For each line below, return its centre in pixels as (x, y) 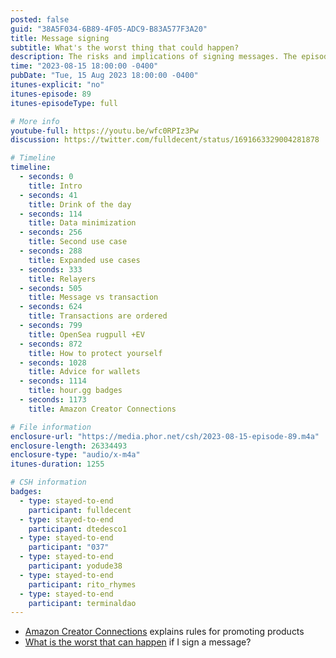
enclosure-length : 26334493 (69, 446)
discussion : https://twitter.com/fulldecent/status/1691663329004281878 (165, 140)
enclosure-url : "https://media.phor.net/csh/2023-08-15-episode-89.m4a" (165, 436)
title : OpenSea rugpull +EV (86, 334)
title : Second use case (78, 242)
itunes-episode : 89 (51, 94)
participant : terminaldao (82, 603)
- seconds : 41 (48, 195)
